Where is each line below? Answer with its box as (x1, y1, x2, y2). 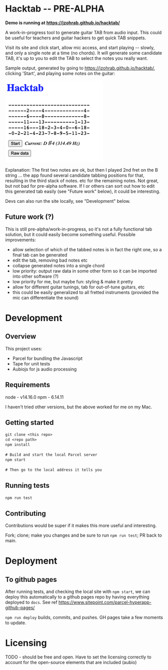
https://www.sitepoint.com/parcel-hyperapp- (58, 600, 152, 605)
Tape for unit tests (12, 360, 51, 366)
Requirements (5, 381, 50, 389)
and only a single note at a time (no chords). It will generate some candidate (5, 50, 162, 56)
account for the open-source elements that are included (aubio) (5, 659, 137, 665)
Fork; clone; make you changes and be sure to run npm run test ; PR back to (5, 532, 162, 538)
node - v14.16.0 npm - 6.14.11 (5, 394, 64, 400)
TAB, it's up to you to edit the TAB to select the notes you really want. (5, 55, 148, 61)
